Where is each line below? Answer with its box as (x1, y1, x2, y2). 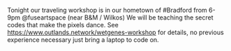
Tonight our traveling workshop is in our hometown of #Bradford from (7, 6, 207, 14)
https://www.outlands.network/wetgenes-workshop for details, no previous (7, 28, 225, 36)
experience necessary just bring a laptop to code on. (7, 36, 159, 44)
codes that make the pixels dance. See (7, 21, 119, 29)
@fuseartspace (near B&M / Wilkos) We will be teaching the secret (22, 13, 214, 22)
